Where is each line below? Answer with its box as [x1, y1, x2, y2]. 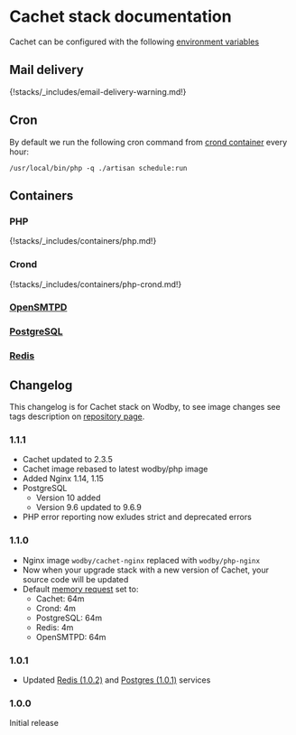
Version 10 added [35, 492, 101, 503]
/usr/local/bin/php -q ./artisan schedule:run [9, 163, 188, 172]
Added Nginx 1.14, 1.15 [22, 473, 104, 484]
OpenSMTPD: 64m [35, 631, 106, 642]
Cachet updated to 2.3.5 [22, 454, 113, 465]
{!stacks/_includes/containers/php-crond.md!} [9, 278, 182, 290]
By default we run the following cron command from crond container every [9, 136, 288, 147]
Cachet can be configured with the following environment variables [9, 36, 260, 47]
